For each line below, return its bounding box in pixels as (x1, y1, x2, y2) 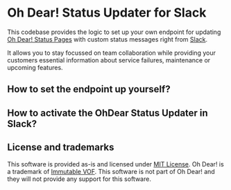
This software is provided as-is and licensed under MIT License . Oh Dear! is (7, 159, 224, 168)
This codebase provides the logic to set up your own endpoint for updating (7, 28, 221, 36)
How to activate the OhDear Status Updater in (7, 107, 208, 119)
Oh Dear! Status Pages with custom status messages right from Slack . (7, 35, 208, 43)
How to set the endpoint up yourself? (7, 83, 171, 95)
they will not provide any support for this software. (7, 175, 151, 183)
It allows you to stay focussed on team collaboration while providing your (7, 49, 216, 57)
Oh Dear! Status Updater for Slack (7, 5, 207, 21)
